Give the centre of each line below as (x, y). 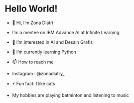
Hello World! (31, 9)
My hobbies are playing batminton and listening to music (70, 95)
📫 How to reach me (33, 62)
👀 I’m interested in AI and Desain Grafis (52, 42)
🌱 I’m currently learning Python (44, 52)
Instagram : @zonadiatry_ (38, 73)
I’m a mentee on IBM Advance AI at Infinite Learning (66, 32)
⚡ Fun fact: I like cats (34, 83)
